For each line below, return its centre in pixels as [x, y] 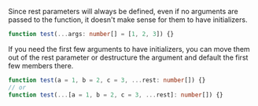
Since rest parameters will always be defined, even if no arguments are [123, 11]
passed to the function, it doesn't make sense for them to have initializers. [128, 20]
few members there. [41, 65]
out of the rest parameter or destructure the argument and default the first [128, 57]
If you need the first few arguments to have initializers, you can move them [129, 49]
